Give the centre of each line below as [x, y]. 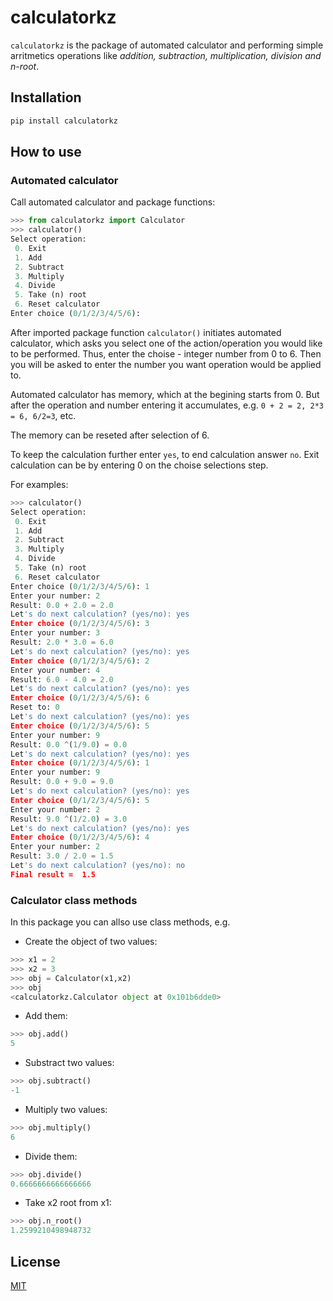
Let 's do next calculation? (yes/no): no [98, 866]
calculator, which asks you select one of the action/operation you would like [166, 343]
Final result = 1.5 [53, 874]
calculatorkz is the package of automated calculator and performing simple [167, 45]
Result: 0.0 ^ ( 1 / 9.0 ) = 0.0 [69, 744]
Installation [46, 97]
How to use [46, 152]
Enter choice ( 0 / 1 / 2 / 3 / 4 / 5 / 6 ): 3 [80, 624]
